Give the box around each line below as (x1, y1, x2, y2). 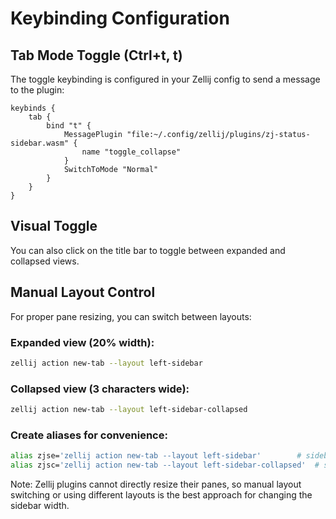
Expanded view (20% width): (10, 335, 155, 349)
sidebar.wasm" (10, 138, 70, 148)
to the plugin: (10, 84, 65, 96)
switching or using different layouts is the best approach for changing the (10, 489, 313, 501)
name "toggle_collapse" (81, 147, 182, 157)
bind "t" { (46, 121, 92, 131)
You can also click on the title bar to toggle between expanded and (10, 244, 286, 256)
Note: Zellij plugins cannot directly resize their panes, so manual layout (10, 478, 302, 491)
